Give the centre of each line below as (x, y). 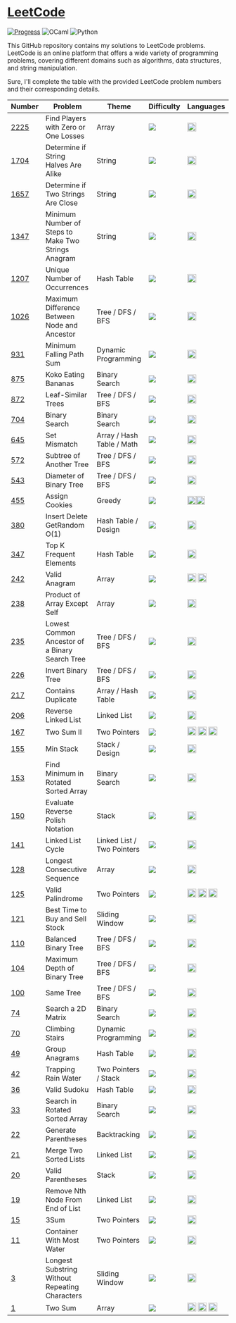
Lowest (58, 623)
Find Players (66, 118)
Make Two (63, 240)
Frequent (60, 554)
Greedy (109, 500)
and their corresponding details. (54, 89)
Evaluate (60, 802)
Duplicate (61, 700)
